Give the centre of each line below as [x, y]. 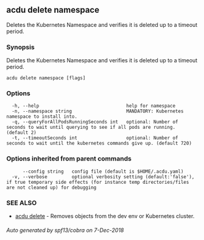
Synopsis [20, 47]
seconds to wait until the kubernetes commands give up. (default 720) [99, 144]
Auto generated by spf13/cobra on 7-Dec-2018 [65, 230]
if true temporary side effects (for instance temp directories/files [98, 182]
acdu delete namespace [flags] [46, 78]
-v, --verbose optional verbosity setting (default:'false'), [103, 176]
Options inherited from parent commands [69, 159]
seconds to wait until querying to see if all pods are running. [91, 128]
